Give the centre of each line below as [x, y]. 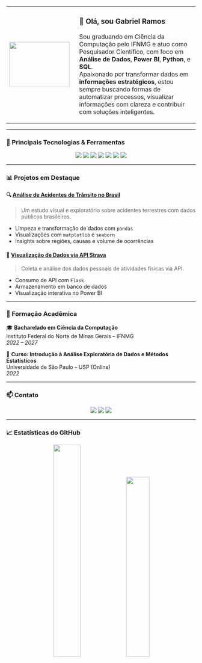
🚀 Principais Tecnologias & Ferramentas [66, 142]
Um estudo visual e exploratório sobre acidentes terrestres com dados [108, 211]
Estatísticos [22, 360]
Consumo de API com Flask [49, 280]
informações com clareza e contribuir [132, 104]
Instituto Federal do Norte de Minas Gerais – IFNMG [70, 336]
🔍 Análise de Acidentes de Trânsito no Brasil [63, 194]
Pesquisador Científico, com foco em [131, 52]
